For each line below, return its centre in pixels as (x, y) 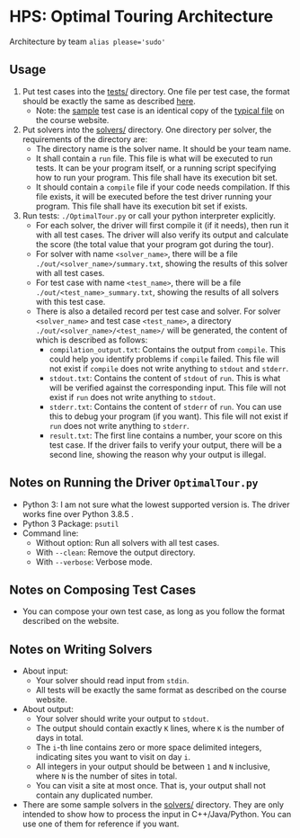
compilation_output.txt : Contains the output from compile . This (167, 349)
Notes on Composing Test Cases (103, 589)
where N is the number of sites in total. (106, 776)
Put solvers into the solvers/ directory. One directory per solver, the (147, 129)
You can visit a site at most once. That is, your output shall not (151, 786)
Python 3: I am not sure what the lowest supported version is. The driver (156, 504)
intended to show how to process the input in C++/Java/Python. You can (157, 815)
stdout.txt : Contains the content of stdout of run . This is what (165, 378)
